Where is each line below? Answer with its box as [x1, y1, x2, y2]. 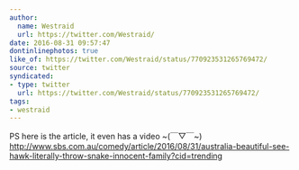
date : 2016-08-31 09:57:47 [9, 38, 111, 48]
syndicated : [9, 72, 54, 81]
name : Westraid [17, 22, 75, 31]
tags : [9, 96, 30, 106]
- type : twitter [9, 80, 70, 89]
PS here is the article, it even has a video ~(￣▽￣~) [9, 131, 203, 142]
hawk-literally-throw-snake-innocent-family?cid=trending [9, 150, 223, 162]
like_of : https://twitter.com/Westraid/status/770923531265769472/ [9, 55, 268, 64]
